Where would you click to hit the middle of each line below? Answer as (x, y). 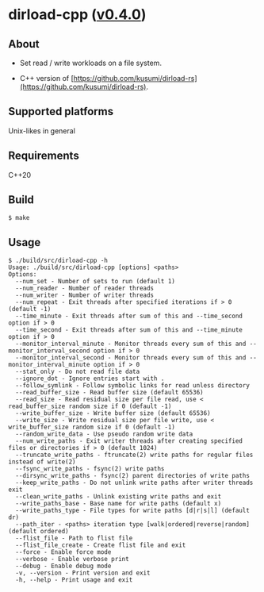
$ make (19, 218)
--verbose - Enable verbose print (72, 559)
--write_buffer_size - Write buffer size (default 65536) (113, 413)
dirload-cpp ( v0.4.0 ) (77, 15)
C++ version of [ (46, 78)
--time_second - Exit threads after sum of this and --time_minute (129, 330)
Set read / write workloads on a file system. (91, 63)
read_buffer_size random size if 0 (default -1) (90, 406)
